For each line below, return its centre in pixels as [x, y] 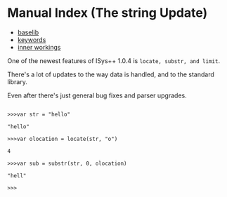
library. [18, 81]
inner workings [39, 47]
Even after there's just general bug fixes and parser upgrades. [97, 95]
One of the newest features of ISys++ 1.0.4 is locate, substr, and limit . [113, 60]
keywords [32, 39]
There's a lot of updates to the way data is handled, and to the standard [111, 74]
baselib [28, 32]
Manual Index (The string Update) [108, 13]
